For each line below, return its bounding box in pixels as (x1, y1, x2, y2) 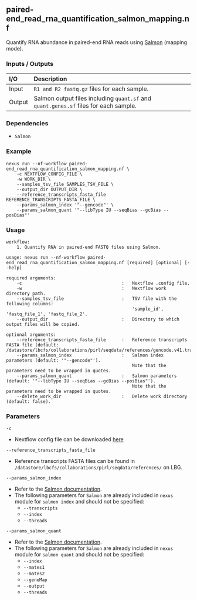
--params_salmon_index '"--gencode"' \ (16, 202, 114, 208)
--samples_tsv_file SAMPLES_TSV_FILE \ (16, 181, 114, 187)
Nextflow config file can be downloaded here (14, 436, 124, 443)
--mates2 (23, 571, 45, 577)
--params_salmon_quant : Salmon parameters (16, 373, 177, 379)
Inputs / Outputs (6, 59, 54, 68)
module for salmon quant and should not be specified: (14, 551, 145, 558)
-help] (6, 265, 22, 271)
